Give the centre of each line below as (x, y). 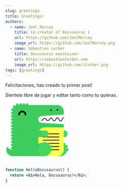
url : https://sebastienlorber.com (51, 59)
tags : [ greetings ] (25, 70)
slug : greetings (22, 11)
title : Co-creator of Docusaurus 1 (52, 32)
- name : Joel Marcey (32, 27)
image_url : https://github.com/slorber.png (62, 65)
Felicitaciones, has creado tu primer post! (49, 85)
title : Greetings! (25, 16)
